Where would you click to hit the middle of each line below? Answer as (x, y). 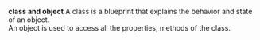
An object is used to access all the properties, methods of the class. (119, 28)
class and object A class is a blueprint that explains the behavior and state (130, 11)
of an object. (29, 20)
